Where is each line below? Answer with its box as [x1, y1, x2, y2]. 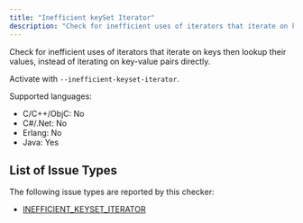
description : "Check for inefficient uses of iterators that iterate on [9, 22, 289, 31]
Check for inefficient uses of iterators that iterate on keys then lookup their [9, 46, 287, 57]
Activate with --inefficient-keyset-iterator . [9, 73, 180, 84]
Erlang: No [22, 127, 62, 138]
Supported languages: [9, 91, 92, 102]
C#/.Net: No [22, 118, 68, 129]
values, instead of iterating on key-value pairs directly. [9, 56, 211, 67]
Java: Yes [22, 137, 60, 147]
